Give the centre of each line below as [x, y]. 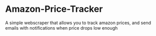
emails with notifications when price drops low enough [61, 28]
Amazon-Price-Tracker [54, 9]
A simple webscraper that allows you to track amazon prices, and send [78, 23]
